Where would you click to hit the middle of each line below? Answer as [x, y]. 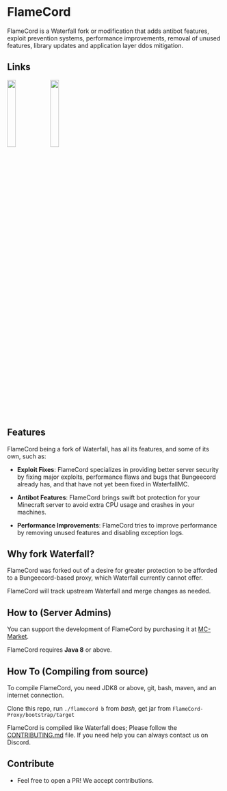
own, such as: [27, 456]
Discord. [19, 742]
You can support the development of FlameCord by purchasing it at [102, 629]
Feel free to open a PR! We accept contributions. [85, 780]
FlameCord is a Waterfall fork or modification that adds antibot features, [108, 31]
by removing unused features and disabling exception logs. [101, 532]
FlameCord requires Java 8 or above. [59, 650]
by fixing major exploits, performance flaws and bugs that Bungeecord [117, 477]
